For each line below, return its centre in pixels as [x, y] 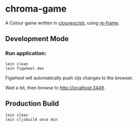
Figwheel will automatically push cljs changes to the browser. [69, 78]
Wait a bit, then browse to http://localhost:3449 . [55, 87]
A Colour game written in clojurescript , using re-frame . [62, 23]
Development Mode [37, 39]
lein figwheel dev [25, 68]
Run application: [26, 53]
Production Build [32, 104]
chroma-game [36, 9]
